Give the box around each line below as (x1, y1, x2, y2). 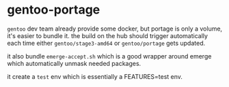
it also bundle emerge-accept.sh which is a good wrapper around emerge (7, 52, 212, 60)
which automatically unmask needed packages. (7, 59, 142, 67)
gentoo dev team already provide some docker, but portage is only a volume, (7, 24, 223, 33)
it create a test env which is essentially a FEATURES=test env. (7, 72, 183, 80)
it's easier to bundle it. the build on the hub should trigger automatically (7, 31, 208, 39)
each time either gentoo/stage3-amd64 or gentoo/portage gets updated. (7, 39, 206, 47)
